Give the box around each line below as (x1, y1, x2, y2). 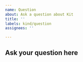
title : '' (5, 16, 26, 21)
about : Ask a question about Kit (5, 12, 74, 17)
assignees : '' (5, 26, 34, 31)
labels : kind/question (5, 21, 52, 26)
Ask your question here (5, 48, 79, 57)
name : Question (5, 7, 36, 12)
